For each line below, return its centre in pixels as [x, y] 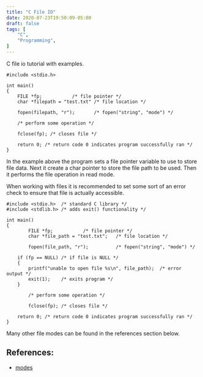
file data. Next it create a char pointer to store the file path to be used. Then [102, 168]
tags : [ [16, 29]
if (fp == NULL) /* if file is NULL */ [68, 257]
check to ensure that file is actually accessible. [65, 192]
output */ [19, 273]
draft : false [23, 23]
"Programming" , [37, 40]
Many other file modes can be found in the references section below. [93, 333]
